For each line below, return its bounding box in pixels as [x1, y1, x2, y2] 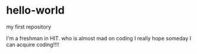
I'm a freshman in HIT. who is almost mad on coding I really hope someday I [6, 34, 192, 42]
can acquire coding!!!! [6, 41, 59, 48]
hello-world [6, 4, 65, 17]
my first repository [6, 23, 52, 30]
